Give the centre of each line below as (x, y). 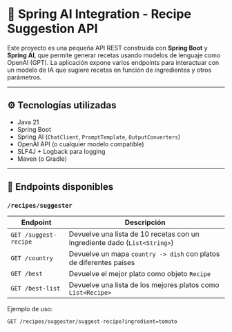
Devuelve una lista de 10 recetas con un (134, 234)
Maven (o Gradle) (42, 159)
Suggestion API (52, 29)
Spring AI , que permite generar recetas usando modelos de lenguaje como (114, 55)
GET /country (32, 258)
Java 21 (28, 122)
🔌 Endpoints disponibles (60, 187)
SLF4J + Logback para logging (61, 151)
